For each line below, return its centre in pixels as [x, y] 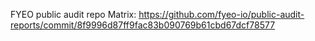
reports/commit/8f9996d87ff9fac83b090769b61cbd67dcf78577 [143, 25]
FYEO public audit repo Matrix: [73, 14]
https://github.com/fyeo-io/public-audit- [221, 14]
